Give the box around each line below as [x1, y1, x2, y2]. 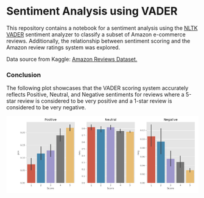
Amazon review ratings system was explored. [6, 44, 121, 51]
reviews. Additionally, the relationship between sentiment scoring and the [6, 37, 191, 44]
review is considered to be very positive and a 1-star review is [17, 97, 172, 104]
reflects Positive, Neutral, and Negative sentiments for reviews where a [6, 91, 185, 98]
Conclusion [6, 70, 41, 79]
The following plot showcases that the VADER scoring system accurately [6, 84, 189, 92]
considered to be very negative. [6, 104, 86, 111]
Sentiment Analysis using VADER [6, 4, 178, 18]
